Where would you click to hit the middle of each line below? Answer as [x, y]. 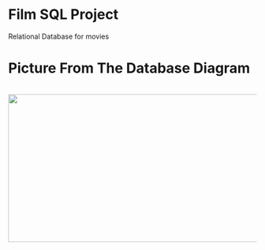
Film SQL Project [63, 15]
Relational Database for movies [59, 36]
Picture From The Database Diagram [129, 68]
